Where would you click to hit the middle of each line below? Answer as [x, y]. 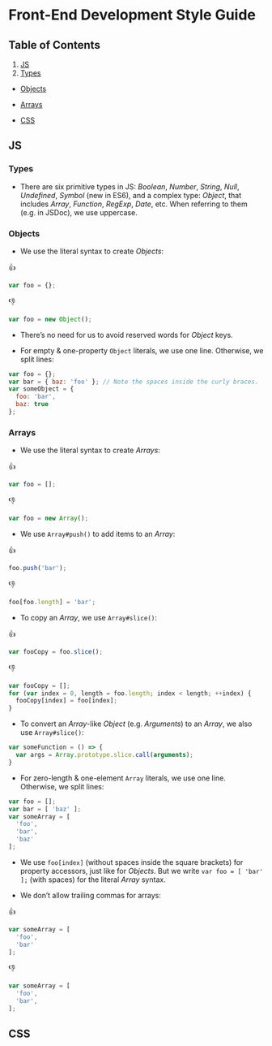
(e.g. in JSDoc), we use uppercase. [79, 212]
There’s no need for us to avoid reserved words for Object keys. [126, 335]
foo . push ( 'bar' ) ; [38, 568]
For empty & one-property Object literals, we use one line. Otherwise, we [142, 350]
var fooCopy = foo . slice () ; [56, 651]
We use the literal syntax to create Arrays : [90, 450]
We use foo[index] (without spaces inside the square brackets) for [132, 862]
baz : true [32, 404]
